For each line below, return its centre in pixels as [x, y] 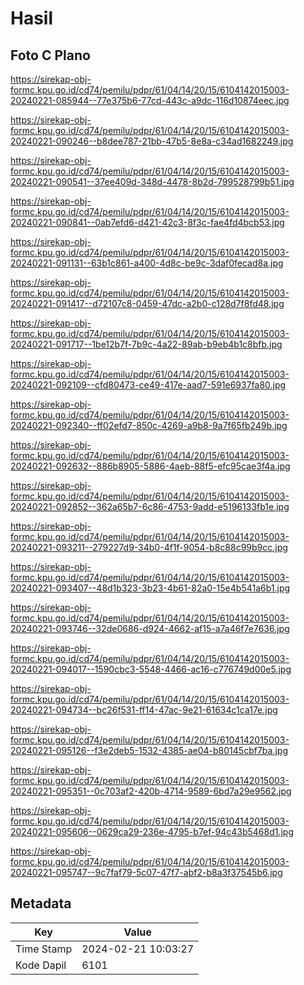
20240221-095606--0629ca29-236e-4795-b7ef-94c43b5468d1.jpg [152, 831]
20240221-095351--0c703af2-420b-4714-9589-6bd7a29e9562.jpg [151, 791]
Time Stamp [44, 949]
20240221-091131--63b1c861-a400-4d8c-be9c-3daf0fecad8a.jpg [147, 263]
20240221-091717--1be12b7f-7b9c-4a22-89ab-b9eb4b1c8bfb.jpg [146, 344]
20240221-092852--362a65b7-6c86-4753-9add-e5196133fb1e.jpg [150, 506]
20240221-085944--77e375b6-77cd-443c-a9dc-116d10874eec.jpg [150, 100]
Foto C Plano [50, 55]
